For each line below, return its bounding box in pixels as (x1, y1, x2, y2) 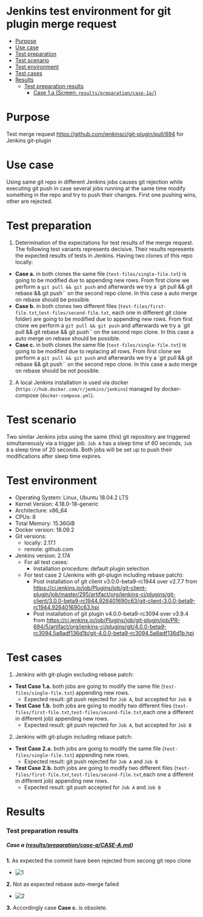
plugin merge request (6, 17, 117, 31)
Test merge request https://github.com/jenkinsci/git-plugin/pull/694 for (6, 130, 184, 137)
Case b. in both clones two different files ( (15, 302, 121, 309)
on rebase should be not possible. (15, 366, 101, 374)
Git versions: (15, 532, 47, 540)
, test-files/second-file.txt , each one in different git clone (37, 309, 187, 316)
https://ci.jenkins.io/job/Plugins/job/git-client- (33, 584, 147, 591)
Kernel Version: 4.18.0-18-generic (15, 500, 99, 507)
